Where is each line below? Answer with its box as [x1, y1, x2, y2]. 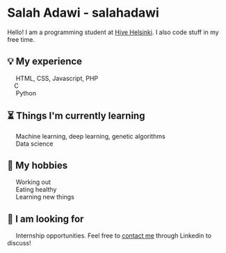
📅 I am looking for [7, 213, 84, 224]
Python [15, 89, 37, 97]
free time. [7, 35, 35, 43]
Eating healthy [15, 185, 57, 194]
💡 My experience [7, 56, 82, 68]
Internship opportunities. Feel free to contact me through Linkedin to [15, 231, 212, 240]
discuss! [7, 239, 31, 247]
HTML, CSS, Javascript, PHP [15, 74, 99, 82]
